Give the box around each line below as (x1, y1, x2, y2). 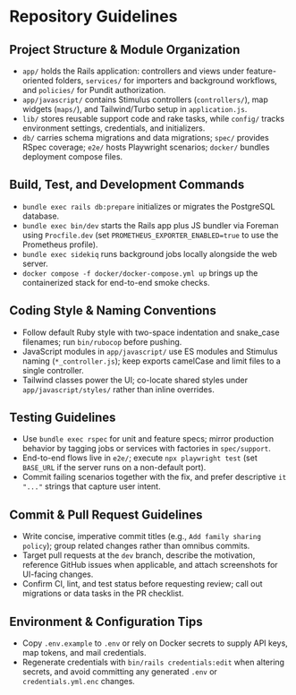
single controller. (21, 365, 84, 375)
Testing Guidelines (9, 410, 116, 425)
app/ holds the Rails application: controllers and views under (21, 65, 244, 76)
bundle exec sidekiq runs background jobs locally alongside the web (21, 248, 277, 259)
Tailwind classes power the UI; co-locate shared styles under (21, 374, 249, 385)
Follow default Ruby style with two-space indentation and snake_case (21, 327, 280, 338)
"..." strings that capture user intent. (21, 481, 161, 492)
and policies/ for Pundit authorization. (21, 85, 166, 95)
